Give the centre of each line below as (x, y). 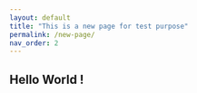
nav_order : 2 (34, 43)
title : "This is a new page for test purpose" (99, 26)
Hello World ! (47, 79)
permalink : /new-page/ (52, 34)
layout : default (40, 18)
